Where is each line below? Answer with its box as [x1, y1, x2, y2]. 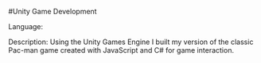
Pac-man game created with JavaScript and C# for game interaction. [8, 46, 235, 54]
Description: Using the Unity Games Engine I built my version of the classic [8, 37, 254, 46]
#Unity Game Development [8, 7, 97, 16]
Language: [8, 22, 44, 31]
